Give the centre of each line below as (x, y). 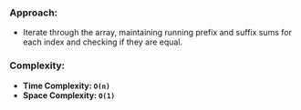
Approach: (34, 13)
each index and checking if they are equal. (103, 42)
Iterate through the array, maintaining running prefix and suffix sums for (157, 33)
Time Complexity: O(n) (67, 85)
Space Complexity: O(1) (69, 95)
